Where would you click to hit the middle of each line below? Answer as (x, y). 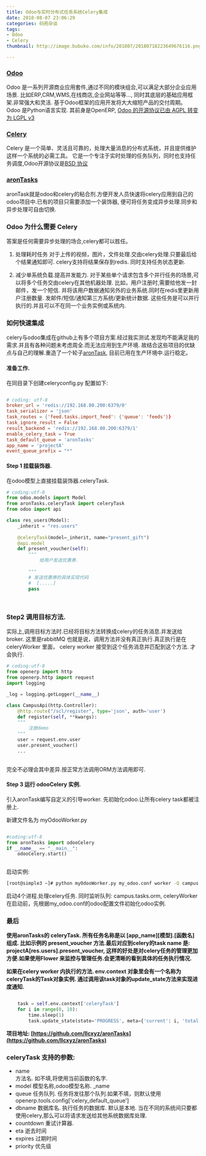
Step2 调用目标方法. (36, 617)
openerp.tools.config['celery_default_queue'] (72, 1101)
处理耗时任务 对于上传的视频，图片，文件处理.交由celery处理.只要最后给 (106, 255)
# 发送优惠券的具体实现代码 (59, 577)
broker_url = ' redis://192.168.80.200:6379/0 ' (67, 405)
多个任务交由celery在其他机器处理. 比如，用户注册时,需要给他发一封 (112, 283)
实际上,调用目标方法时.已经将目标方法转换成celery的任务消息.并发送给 (94, 632)
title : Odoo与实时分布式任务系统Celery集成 (57, 12)
